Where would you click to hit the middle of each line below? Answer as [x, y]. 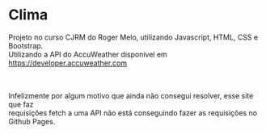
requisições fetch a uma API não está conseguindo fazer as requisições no [133, 113]
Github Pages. [32, 121]
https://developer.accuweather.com [68, 63]
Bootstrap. [26, 45]
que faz [21, 104]
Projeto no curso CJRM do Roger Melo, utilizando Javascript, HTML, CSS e [133, 37]
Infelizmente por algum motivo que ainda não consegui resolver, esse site [131, 95]
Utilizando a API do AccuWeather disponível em [88, 54]
